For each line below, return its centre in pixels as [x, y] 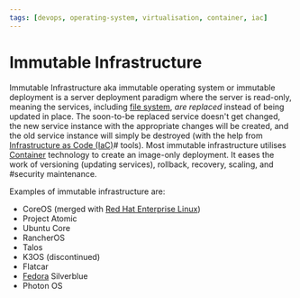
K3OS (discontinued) [61, 256]
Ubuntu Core [46, 228]
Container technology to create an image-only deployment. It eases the [142, 154]
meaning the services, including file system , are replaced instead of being [147, 107]
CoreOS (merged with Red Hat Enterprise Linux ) [111, 209]
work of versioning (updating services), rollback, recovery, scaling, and [141, 164]
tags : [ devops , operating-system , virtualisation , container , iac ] [139, 18]
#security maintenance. [53, 173]
